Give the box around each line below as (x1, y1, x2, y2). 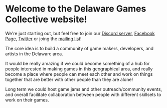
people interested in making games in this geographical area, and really (5, 66, 153, 72)
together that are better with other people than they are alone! (5, 76, 133, 82)
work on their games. (5, 96, 49, 103)
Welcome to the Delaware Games (5, 3, 146, 15)
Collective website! (5, 14, 87, 25)
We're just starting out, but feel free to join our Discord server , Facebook (5, 30, 155, 36)
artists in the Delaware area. (5, 51, 64, 57)
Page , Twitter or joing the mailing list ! (5, 36, 82, 42)
